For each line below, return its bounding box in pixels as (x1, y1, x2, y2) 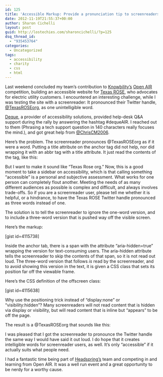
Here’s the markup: (5, 224, 43, 230)
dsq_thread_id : (5, 35, 36, 39)
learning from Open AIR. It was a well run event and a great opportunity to (5, 361, 153, 367)
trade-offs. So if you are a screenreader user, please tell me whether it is (5, 189, 150, 195)
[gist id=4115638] (5, 287, 40, 293)
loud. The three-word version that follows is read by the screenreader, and (5, 258, 154, 264)
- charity (9, 61, 29, 66)
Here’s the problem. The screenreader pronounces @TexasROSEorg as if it (5, 139, 154, 144)
